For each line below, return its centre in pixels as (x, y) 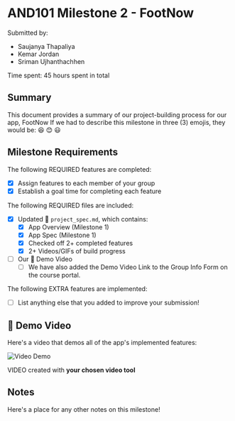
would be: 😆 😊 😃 (34, 130)
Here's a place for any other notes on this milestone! (84, 409)
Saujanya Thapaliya (47, 46)
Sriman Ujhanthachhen (51, 61)
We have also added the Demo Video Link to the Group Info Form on (128, 267)
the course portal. (54, 275)
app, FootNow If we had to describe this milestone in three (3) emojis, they (116, 122)
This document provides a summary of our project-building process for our (117, 114)
